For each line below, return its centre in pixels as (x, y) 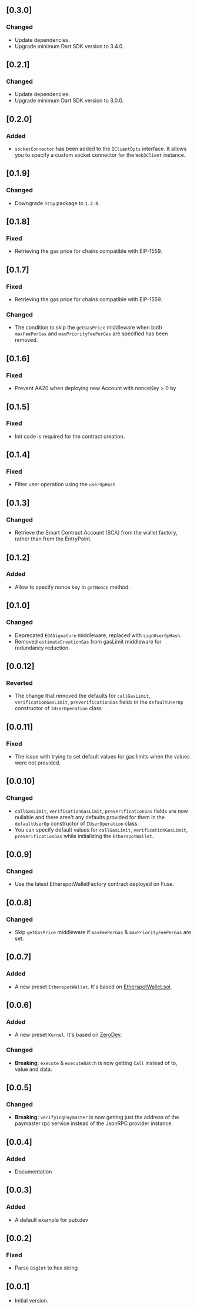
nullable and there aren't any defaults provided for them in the (90, 817)
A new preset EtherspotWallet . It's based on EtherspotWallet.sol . (93, 987)
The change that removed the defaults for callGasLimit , (82, 696)
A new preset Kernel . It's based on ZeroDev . (68, 1035)
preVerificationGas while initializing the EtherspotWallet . (84, 836)
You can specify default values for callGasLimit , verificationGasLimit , (101, 830)
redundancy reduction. (42, 648)
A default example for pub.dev (51, 1219)
